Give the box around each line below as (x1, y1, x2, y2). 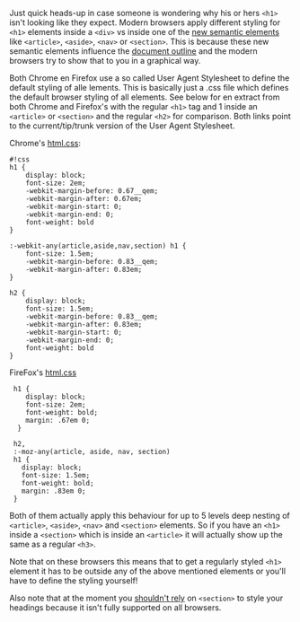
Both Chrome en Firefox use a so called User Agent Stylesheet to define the (9, 73, 290, 83)
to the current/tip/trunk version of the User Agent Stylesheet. (9, 120, 235, 131)
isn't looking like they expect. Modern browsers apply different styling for (9, 17, 281, 28)
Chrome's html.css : (9, 138, 82, 148)
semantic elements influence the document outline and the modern (9, 46, 258, 57)
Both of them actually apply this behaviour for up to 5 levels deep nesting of (9, 511, 290, 521)
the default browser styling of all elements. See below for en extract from (9, 92, 280, 102)
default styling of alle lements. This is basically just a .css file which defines (9, 83, 289, 92)
